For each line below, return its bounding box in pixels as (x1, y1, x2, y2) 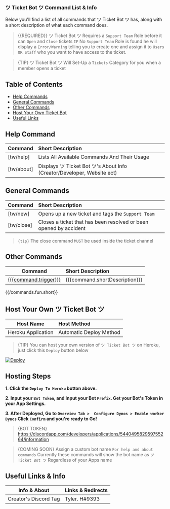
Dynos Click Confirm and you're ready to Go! (5, 416, 97, 422)
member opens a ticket (17, 65, 66, 72)
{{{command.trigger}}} (8, 276, 61, 283)
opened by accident (38, 224, 86, 231)
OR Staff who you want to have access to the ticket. (17, 49, 126, 55)
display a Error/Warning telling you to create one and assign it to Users (17, 44, 164, 50)
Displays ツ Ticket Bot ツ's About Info (38, 162, 127, 169)
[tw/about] (8, 165, 33, 173)
